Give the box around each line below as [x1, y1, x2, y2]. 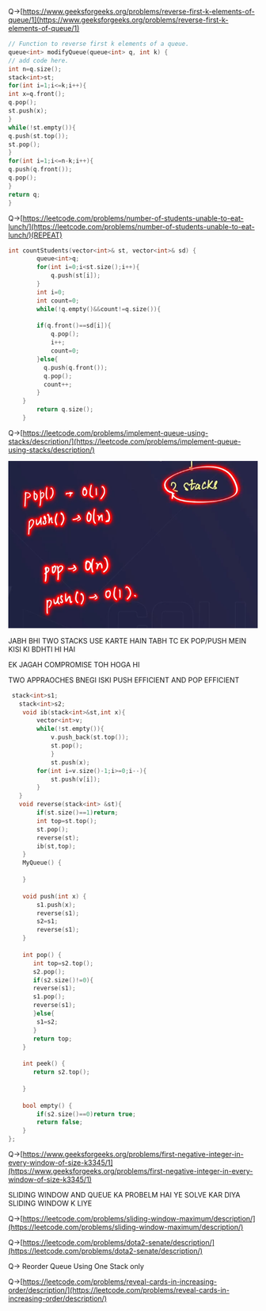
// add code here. [8, 56, 69, 64]
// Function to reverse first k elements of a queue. [8, 40, 190, 48]
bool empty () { [22, 1101, 73, 1109]
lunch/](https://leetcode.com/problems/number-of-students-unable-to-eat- [8, 221, 255, 231]
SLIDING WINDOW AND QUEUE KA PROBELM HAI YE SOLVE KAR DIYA [8, 1190, 241, 1200]
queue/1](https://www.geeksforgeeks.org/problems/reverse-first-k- [8, 15, 229, 25]
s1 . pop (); [32, 993, 66, 1001]
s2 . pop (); [32, 967, 66, 975]
